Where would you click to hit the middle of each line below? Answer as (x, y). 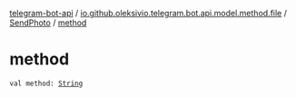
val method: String (46, 83)
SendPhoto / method (48, 23)
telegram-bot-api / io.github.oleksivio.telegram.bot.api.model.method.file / (148, 13)
